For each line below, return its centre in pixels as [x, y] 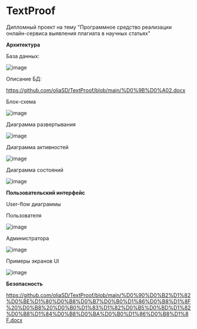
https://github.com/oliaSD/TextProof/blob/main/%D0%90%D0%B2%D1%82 [98, 295]
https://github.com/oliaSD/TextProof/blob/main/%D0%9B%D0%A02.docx [96, 90]
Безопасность [24, 284]
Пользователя [24, 215]
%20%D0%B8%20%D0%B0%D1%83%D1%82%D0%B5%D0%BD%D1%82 [98, 307]
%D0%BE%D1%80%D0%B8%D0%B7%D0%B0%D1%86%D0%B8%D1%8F [98, 301]
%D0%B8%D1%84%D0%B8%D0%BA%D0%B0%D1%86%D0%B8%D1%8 [98, 314]
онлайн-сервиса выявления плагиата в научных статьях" [79, 33]
